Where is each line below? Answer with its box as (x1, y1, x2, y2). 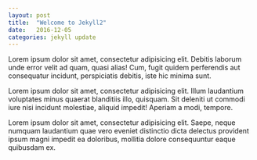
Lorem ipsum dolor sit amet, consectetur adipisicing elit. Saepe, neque (8, 118, 236, 127)
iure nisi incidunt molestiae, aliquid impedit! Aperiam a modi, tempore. (8, 103, 233, 112)
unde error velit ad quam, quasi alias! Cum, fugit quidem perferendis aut (8, 63, 241, 73)
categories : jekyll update (8, 33, 96, 41)
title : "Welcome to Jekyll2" (8, 19, 107, 27)
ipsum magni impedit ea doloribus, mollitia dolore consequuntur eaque (8, 134, 237, 144)
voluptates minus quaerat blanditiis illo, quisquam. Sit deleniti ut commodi (8, 94, 245, 104)
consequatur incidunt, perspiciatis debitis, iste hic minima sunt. (8, 71, 212, 80)
